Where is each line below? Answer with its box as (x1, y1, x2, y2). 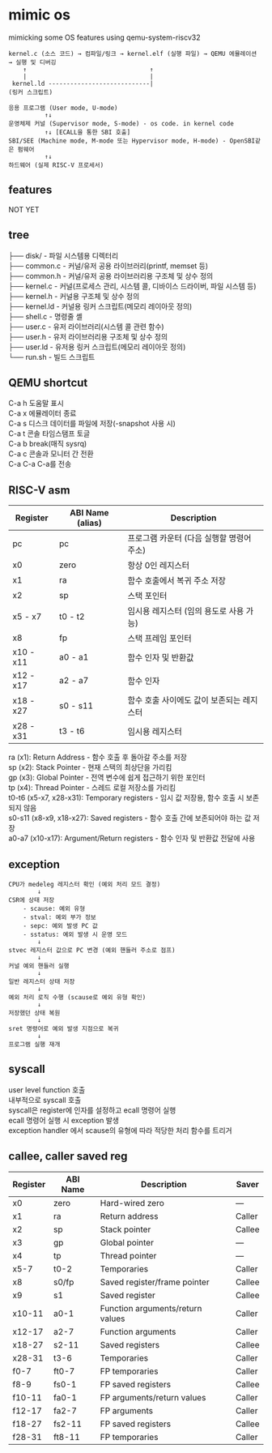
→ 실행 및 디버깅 (8, 58, 57, 66)
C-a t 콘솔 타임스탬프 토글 (8, 429, 91, 438)
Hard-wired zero (100, 1197, 164, 1208)
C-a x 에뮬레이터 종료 (8, 408, 77, 418)
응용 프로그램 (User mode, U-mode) (8, 104, 118, 112)
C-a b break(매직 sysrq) (8, 439, 87, 449)
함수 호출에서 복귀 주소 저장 (127, 575, 227, 587)
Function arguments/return (100, 1302, 202, 1314)
